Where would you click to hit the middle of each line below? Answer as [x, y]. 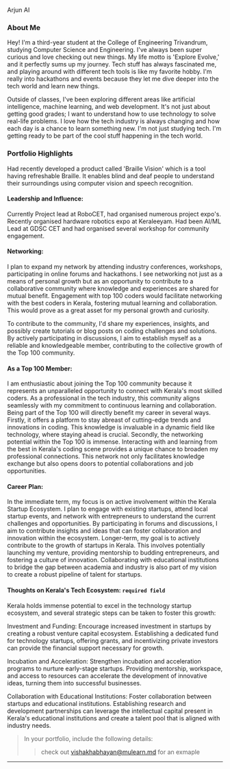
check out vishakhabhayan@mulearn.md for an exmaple [120, 752]
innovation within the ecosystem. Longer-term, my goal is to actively [103, 538]
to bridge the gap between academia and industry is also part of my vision [112, 567]
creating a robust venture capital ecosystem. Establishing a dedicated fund [113, 633]
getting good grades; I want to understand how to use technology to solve [112, 114]
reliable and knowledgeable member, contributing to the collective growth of [115, 345]
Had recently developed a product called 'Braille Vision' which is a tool [106, 168]
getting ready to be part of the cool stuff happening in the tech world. [105, 136]
